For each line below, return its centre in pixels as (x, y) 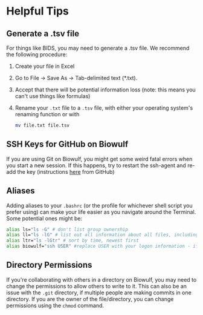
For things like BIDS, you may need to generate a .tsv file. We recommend (98, 48)
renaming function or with (47, 114)
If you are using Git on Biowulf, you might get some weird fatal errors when (99, 159)
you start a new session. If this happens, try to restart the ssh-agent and (96, 165)
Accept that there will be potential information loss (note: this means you (105, 90)
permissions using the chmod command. (55, 305)
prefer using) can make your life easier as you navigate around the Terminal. (101, 212)
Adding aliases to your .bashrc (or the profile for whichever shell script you (99, 205)
